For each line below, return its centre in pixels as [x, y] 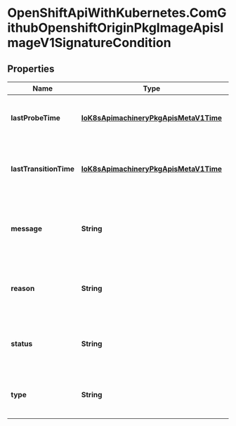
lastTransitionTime [43, 169]
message [26, 228]
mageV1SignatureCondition [89, 43]
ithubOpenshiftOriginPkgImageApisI [116, 28]
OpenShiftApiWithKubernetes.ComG [117, 13]
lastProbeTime [36, 118]
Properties [31, 69]
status [22, 344]
